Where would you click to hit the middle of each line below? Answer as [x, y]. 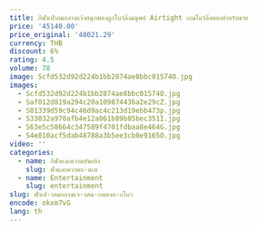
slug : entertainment [64, 187]
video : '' [28, 144]
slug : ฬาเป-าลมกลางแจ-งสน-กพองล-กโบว [71, 195]
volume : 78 [30, 69]
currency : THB [36, 43]
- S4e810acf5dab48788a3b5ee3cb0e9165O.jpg [99, 136]
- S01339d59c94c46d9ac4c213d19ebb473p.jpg [99, 110]
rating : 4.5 [32, 60]
